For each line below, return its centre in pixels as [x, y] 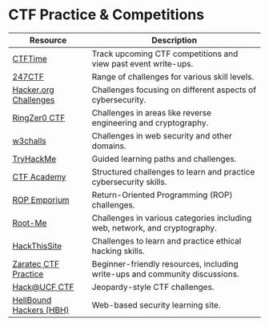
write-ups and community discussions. [165, 274]
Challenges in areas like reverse [152, 112]
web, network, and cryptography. [155, 227]
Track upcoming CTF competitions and [165, 54]
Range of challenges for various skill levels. [173, 76]
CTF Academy [39, 176]
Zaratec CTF [36, 264]
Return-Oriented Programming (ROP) [162, 195]
